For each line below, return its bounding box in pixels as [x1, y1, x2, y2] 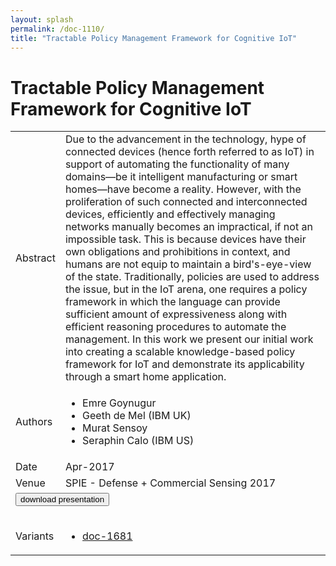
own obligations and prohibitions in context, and [64, 245, 291, 259]
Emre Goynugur [82, 396, 157, 410]
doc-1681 [82, 529, 133, 543]
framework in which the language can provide [64, 295, 281, 309]
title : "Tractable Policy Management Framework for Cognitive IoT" [10, 33, 298, 43]
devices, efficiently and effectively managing [64, 207, 276, 221]
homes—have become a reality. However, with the [64, 182, 302, 196]
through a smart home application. [64, 370, 227, 384]
